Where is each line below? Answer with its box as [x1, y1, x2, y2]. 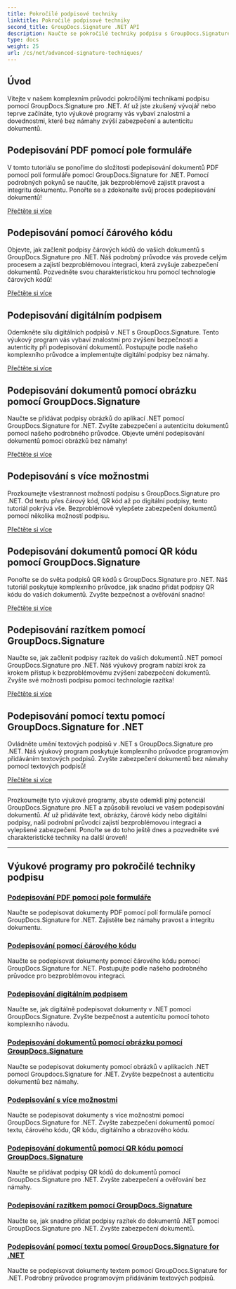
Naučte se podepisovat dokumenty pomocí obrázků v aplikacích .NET [7, 1062, 209, 1070]
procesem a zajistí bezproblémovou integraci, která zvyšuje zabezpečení [7, 261, 219, 269]
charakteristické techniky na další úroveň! [7, 834, 128, 842]
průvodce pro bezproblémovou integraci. [7, 971, 126, 980]
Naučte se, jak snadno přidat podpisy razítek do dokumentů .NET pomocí [7, 1217, 220, 1225]
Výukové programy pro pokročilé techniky [7, 860, 196, 872]
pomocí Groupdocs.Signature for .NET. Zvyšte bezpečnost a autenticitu [7, 1070, 214, 1078]
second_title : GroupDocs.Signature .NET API [7, 23, 140, 30]
